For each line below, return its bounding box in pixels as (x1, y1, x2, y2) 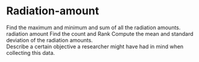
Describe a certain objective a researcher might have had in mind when (6, 43, 184, 50)
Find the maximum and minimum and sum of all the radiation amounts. (6, 24, 181, 31)
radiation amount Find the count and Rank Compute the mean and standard (6, 30, 194, 37)
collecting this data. (6, 49, 55, 56)
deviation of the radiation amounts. (6, 36, 93, 44)
